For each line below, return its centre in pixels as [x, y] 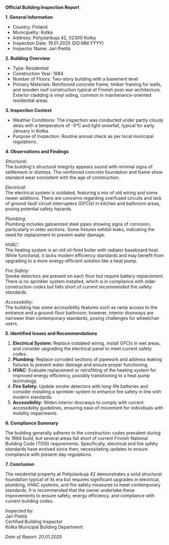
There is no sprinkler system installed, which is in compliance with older [80, 281]
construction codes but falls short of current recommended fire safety [79, 287]
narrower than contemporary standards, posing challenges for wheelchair [82, 318]
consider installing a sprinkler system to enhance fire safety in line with [87, 392]
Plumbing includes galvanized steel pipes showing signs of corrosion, [78, 224]
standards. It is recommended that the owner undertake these [70, 490]
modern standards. [32, 397]
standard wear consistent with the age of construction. [63, 177]
